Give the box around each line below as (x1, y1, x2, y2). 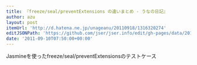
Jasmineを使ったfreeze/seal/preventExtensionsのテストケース (6, 53, 157, 59)
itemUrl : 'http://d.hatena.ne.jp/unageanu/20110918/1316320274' (6, 25, 167, 31)
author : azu (6, 14, 35, 20)
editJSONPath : (6, 30, 41, 36)
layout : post (6, 19, 38, 25)
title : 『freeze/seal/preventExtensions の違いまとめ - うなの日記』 (6, 8, 168, 15)
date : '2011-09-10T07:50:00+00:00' (6, 36, 93, 42)
